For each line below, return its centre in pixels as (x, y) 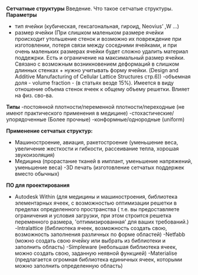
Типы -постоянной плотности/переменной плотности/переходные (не (95, 107)
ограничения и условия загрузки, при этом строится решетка (93, 216)
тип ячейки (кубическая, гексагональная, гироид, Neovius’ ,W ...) (97, 26)
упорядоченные (26, 119)
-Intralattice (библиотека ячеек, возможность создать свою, (91, 228)
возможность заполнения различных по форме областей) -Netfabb (100, 234)
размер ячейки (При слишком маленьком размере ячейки (89, 33)
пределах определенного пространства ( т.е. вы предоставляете (97, 209)
